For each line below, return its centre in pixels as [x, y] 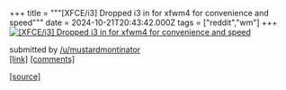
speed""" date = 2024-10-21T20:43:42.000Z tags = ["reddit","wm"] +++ [143, 22]
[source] [25, 76]
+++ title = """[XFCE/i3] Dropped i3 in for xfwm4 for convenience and [139, 13]
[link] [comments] [42, 59]
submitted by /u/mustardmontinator [75, 49]
